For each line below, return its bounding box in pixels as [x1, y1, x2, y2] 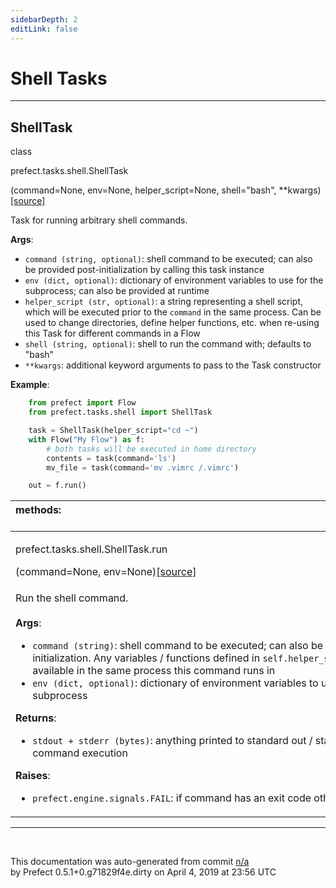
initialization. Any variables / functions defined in [32, 651, 261, 665]
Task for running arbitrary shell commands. [10, 214, 188, 226]
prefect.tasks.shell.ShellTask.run [15, 542, 168, 556]
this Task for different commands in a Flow [24, 327, 201, 340]
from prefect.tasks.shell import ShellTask [28, 407, 213, 418]
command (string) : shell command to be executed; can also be [32, 639, 324, 653]
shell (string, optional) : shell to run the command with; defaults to [24, 338, 312, 350]
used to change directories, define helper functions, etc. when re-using [24, 317, 320, 329]
